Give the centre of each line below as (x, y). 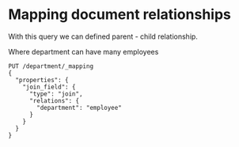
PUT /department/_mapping (51, 66)
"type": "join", (56, 94)
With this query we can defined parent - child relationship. (103, 36)
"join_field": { (49, 87)
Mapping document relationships (119, 15)
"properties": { (42, 80)
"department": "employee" (80, 107)
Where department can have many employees (83, 51)
